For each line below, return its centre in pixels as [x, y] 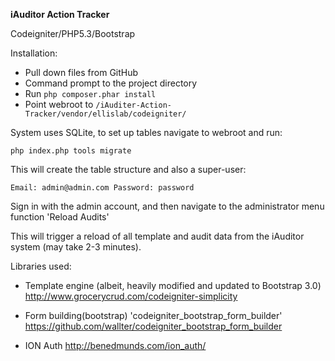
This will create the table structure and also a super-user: [128, 169]
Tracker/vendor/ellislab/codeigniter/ [105, 114]
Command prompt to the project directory [111, 83]
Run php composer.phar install [90, 93]
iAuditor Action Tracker [60, 14]
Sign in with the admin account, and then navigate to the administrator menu [167, 206]
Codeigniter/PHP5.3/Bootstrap [73, 33]
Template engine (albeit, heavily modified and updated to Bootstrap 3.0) [173, 285]
